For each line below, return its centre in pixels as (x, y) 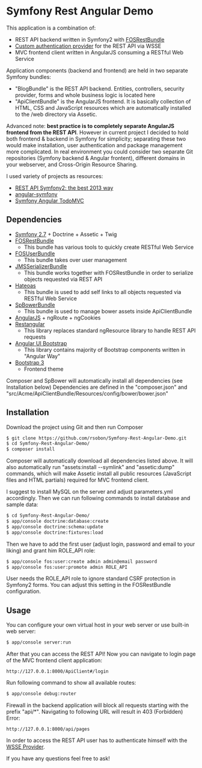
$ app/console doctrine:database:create (58, 521)
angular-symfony (36, 194)
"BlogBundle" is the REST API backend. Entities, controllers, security (99, 88)
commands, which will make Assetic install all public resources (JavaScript (99, 474)
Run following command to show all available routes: (71, 683)
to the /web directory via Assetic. (56, 114)
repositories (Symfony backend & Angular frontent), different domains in (96, 158)
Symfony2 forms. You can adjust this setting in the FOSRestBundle (89, 585)
